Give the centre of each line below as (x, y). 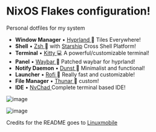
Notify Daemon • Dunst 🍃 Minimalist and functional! (80, 68)
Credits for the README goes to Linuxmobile (62, 122)
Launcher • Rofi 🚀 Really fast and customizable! (75, 74)
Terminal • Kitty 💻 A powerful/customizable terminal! (82, 53)
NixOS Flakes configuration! (78, 11)
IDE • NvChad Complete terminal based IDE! (70, 87)
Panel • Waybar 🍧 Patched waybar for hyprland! (75, 61)
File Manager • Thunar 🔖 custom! (57, 81)
